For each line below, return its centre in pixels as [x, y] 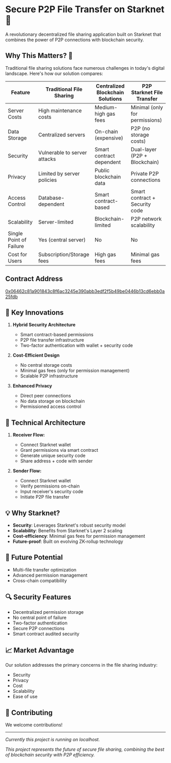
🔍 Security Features [38, 597]
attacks [47, 159]
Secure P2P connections [38, 628]
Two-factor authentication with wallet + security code [77, 345]
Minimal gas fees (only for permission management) [75, 371]
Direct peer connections [46, 396]
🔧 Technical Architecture [45, 423]
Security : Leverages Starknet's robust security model [69, 525]
